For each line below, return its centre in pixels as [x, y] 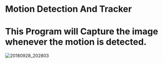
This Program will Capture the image [82, 32]
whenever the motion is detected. [76, 42]
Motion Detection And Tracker [69, 9]
